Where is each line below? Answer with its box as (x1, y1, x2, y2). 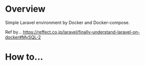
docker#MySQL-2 (5, 34, 41, 40)
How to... (5, 51, 43, 63)
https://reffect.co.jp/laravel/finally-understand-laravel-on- (23, 29, 140, 35)
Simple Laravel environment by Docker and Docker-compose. (5, 20, 130, 25)
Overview (5, 3, 46, 15)
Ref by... (5, 29, 22, 35)
